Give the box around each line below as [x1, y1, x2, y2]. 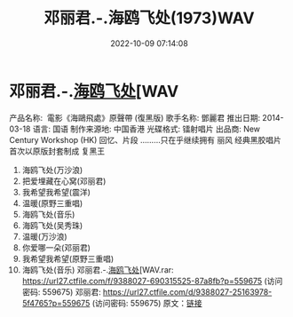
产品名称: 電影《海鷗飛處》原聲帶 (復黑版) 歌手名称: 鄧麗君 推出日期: [9, 112, 260, 123]
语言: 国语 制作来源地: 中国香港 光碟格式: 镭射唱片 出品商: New [32, 123, 260, 134]
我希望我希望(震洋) [21, 186, 91, 197]
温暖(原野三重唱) [21, 197, 83, 209]
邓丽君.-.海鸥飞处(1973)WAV [44, 8, 255, 28]
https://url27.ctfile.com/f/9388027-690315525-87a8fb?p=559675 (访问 [21, 275, 283, 286]
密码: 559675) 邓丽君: [21, 286, 101, 297]
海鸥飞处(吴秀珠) [21, 219, 83, 231]
